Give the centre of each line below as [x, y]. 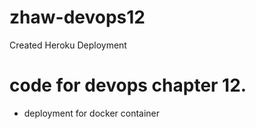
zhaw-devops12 [77, 17]
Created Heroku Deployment [68, 45]
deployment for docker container [92, 113]
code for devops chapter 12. [128, 85]
